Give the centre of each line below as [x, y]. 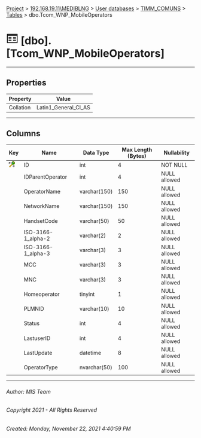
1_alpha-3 [37, 253]
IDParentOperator [45, 177]
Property [20, 99]
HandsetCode [41, 220]
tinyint [87, 294]
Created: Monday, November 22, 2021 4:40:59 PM [69, 428]
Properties [26, 83]
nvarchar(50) [96, 367]
